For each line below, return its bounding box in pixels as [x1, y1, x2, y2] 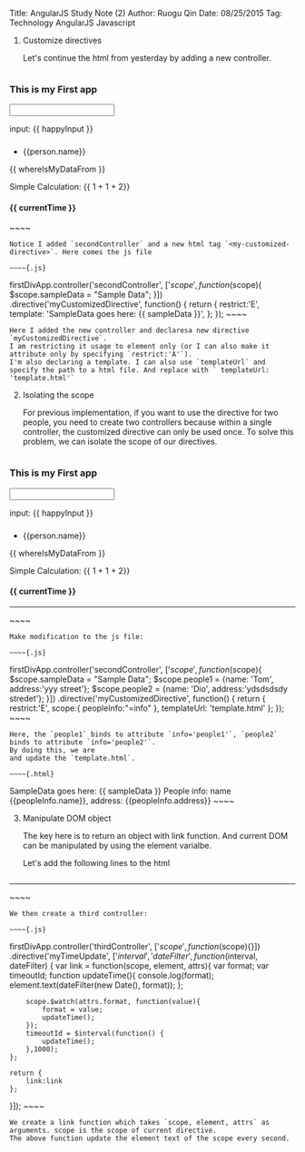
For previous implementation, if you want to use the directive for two [22, 408, 279, 418]
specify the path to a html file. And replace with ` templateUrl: [9, 366, 271, 375]
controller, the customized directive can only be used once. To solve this [22, 427, 294, 438]
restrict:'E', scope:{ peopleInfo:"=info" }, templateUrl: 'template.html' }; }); [9, 703, 285, 714]
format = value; [42, 1005, 103, 1014]
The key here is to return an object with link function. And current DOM [22, 830, 289, 841]
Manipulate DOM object [22, 812, 112, 823]
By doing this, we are [9, 745, 95, 754]
